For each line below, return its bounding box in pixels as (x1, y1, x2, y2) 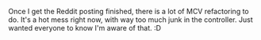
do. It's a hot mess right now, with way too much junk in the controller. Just (8, 15, 253, 24)
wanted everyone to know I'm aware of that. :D (8, 24, 161, 32)
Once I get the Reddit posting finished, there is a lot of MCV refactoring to (8, 7, 249, 16)
